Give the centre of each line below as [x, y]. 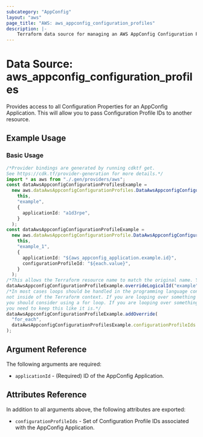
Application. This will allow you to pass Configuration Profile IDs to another [99, 113]
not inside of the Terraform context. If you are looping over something [101, 297]
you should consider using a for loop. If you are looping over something [102, 302]
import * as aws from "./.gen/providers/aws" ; [66, 179]
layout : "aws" [24, 18]
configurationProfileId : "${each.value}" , [76, 263]
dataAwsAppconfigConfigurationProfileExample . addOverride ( [82, 314]
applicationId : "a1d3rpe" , [56, 213]
